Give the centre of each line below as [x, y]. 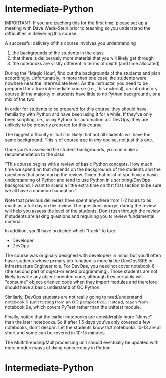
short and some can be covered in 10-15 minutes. [55, 333]
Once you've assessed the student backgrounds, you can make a [72, 149]
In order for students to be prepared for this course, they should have [76, 109]
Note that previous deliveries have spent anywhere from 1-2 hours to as [78, 200]
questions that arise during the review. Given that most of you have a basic [81, 174]
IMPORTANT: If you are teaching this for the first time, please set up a [76, 23]
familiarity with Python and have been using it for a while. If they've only [79, 114]
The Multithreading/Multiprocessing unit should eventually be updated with [82, 342]
